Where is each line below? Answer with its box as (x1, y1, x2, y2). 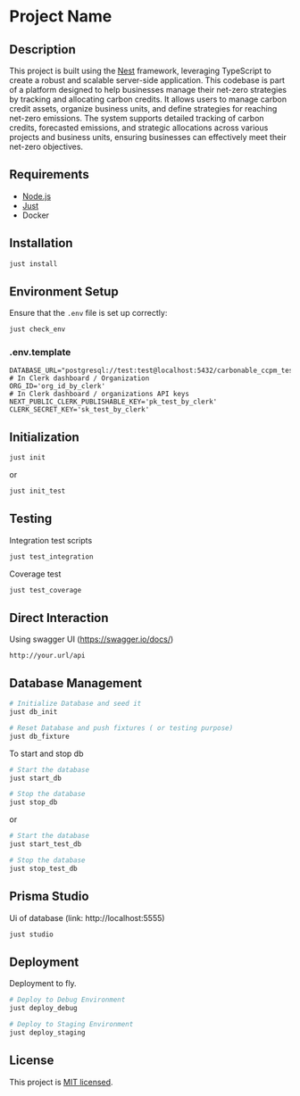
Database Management (9, 676, 143, 691)
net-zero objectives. (9, 141, 83, 152)
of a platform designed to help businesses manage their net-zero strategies (9, 85, 287, 95)
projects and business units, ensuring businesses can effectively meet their (9, 132, 287, 142)
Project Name (9, 6, 112, 27)
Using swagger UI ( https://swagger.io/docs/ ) (9, 634, 174, 644)
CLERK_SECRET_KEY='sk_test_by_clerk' (9, 405, 150, 414)
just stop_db (9, 798, 58, 807)
